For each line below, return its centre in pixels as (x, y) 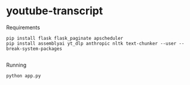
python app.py (24, 75)
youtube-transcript (55, 11)
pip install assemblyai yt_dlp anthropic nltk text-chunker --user (91, 43)
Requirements (23, 27)
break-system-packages (34, 49)
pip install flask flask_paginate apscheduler (65, 38)
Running (16, 65)
